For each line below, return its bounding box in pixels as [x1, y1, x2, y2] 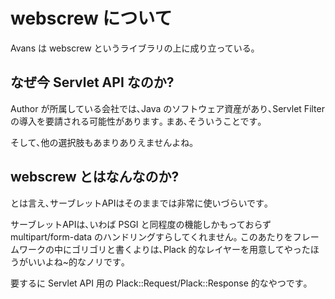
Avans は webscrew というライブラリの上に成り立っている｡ [10, 42, 256, 54]
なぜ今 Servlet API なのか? [10, 74, 175, 91]
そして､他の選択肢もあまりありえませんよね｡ [10, 136, 195, 148]
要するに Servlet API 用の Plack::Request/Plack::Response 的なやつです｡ [10, 277, 308, 289]
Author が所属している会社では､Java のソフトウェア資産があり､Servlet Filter [10, 102, 325, 114]
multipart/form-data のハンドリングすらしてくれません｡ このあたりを [10, 230, 293, 243]
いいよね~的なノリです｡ [27, 255, 126, 268]
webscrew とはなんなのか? [10, 169, 180, 186]
